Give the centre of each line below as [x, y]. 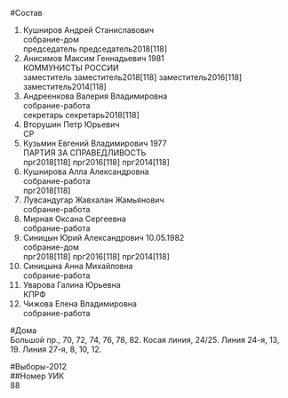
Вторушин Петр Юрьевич [71, 124]
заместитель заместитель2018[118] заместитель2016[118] [132, 77]
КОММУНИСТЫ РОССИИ [71, 68]
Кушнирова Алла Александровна [86, 171]
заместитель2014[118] [65, 87]
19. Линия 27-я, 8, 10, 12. [56, 349]
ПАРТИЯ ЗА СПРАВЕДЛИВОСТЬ [84, 153]
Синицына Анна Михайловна [78, 266]
